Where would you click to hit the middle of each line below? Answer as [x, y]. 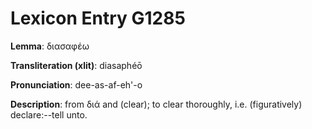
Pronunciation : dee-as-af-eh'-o [76, 84]
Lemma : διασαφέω [50, 46]
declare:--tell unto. [49, 114]
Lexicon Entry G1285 [98, 18]
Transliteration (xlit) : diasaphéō [76, 65]
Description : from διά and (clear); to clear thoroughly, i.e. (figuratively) [156, 104]
